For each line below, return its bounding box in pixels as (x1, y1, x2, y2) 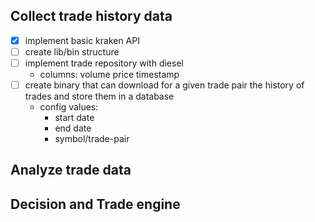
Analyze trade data (10, 162, 132, 179)
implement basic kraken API (24, 34, 140, 46)
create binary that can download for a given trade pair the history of (24, 79, 305, 91)
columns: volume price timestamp (39, 69, 180, 80)
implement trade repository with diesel (24, 57, 184, 69)
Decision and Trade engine (10, 195, 181, 213)
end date (54, 122, 92, 134)
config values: (39, 101, 99, 113)
